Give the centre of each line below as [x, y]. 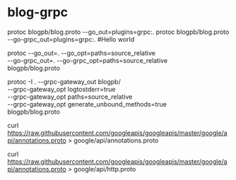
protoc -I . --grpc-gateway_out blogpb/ [64, 81]
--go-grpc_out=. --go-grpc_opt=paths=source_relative [88, 60]
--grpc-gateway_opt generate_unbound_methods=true [87, 104]
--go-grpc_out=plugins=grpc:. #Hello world [71, 39]
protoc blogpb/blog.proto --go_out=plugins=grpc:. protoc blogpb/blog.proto [118, 32]
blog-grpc [38, 12]
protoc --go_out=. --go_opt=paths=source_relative [81, 53]
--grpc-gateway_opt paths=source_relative [70, 97]
